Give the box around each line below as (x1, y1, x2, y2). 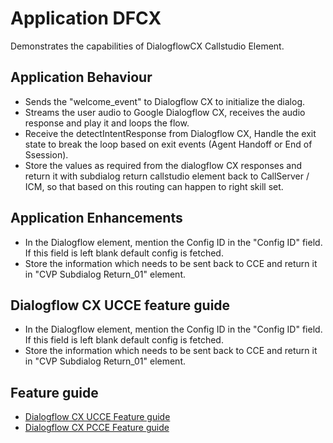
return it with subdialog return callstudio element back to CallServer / (24, 170, 310, 182)
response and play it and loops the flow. (24, 117, 190, 129)
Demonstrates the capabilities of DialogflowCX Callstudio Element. (10, 40, 285, 52)
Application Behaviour (10, 69, 153, 86)
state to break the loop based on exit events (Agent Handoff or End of (24, 138, 313, 150)
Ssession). (24, 148, 69, 161)
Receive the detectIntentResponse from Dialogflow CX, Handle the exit (24, 127, 317, 139)
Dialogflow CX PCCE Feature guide (24, 422, 170, 434)
